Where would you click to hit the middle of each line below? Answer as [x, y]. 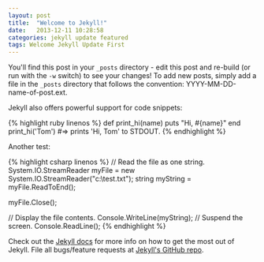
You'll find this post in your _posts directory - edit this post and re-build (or [129, 67]
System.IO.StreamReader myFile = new [72, 170]
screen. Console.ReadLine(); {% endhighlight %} [87, 226]
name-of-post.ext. [38, 92]
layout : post [30, 15]
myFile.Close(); [33, 203]
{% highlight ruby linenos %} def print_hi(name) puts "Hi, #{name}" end [125, 123]
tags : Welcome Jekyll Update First [67, 45]
